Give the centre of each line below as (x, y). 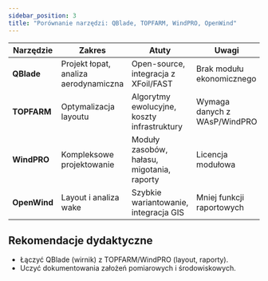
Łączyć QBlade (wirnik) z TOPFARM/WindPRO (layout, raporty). (124, 259)
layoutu (75, 117)
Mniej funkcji (221, 197)
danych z (214, 111)
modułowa (216, 164)
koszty (144, 117)
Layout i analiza (90, 197)
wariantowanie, (160, 202)
